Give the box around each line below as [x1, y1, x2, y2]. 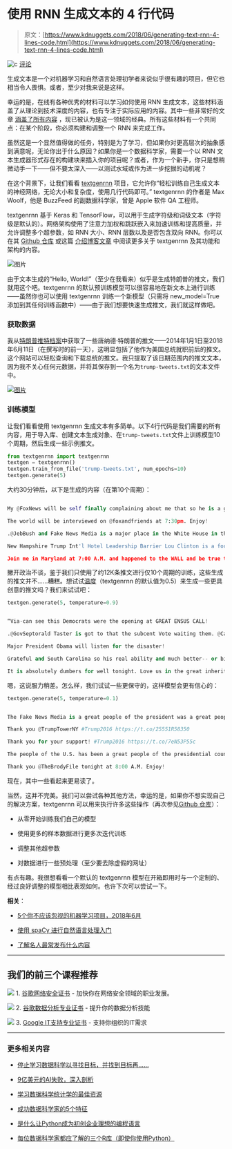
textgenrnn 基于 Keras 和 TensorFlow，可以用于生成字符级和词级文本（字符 [7, 211, 222, 219]
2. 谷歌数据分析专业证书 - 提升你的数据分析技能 [15, 1003, 151, 1012]
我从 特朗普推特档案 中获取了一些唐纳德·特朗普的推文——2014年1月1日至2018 [7, 336, 223, 345]
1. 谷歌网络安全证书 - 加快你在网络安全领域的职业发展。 [15, 989, 173, 997]
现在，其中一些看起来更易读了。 [7, 776, 98, 784]
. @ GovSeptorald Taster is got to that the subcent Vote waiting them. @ [7, 630, 221, 637]
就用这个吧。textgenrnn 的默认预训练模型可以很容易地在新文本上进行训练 [7, 283, 215, 291]
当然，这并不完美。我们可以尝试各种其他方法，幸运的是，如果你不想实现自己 [7, 791, 225, 800]
